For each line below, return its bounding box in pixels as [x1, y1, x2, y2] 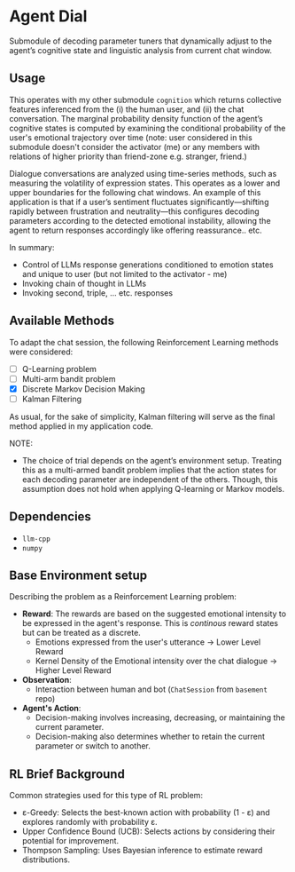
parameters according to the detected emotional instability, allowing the [9, 215, 272, 226]
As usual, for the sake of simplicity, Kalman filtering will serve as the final [9, 411, 276, 422]
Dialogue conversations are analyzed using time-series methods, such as [9, 168, 277, 178]
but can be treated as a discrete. [21, 628, 142, 638]
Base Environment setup [9, 568, 148, 583]
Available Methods [9, 313, 115, 329]
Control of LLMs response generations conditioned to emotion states [21, 259, 274, 270]
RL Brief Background [9, 766, 126, 781]
